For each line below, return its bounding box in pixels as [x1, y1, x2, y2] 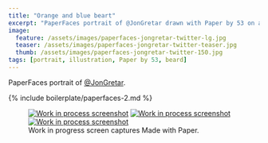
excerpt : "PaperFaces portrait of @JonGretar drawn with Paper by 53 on [8, 19, 255, 27]
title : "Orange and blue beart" [8, 11, 116, 20]
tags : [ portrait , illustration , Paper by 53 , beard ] [8, 56, 187, 64]
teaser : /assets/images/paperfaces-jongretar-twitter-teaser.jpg [15, 41, 238, 49]
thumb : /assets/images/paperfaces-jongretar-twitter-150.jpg [15, 48, 223, 56]
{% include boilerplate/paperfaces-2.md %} [8, 93, 153, 102]
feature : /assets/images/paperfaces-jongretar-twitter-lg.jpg [15, 33, 227, 42]
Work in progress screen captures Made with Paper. [28, 125, 199, 135]
